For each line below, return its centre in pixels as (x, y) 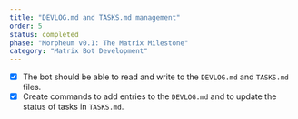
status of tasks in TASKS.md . (73, 107)
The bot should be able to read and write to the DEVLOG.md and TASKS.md (155, 77)
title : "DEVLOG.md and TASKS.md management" (95, 18)
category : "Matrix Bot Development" (79, 51)
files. (32, 87)
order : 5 (26, 26)
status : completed (44, 34)
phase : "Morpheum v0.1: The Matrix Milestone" (99, 43)
